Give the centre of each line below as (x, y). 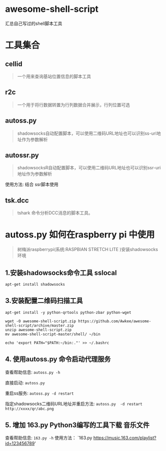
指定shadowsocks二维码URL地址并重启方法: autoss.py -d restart (74, 403)
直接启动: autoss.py (25, 383)
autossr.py (22, 155)
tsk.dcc (17, 200)
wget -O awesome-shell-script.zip (41, 321)
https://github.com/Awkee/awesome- (115, 321)
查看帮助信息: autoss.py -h (33, 372)
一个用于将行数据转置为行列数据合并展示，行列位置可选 (73, 104)
